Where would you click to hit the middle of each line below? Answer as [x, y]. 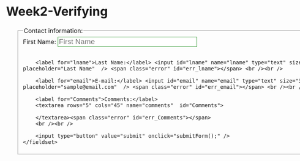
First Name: [39, 42]
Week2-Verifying [57, 11]
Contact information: [53, 31]
